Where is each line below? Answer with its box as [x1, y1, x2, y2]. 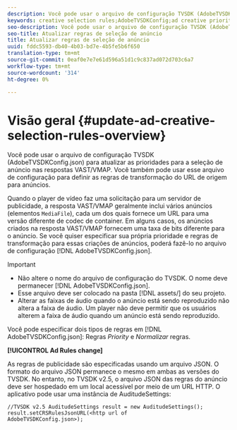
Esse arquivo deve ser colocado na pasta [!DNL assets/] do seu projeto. [17, 289, 227, 297]
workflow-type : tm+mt [7, 63, 71, 70]
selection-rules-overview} [7, 128, 166, 143]
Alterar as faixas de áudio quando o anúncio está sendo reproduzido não [17, 297, 230, 305]
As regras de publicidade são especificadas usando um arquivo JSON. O [7, 360, 219, 369]
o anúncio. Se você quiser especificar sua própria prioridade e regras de [7, 232, 219, 240]
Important [7, 260, 36, 269]
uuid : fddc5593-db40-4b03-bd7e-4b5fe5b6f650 [7, 43, 140, 50]
